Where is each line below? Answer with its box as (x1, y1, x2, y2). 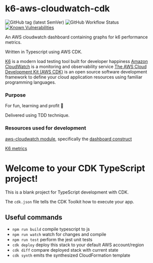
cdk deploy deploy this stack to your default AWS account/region (12, 242, 144, 248)
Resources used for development (5, 125, 86, 131)
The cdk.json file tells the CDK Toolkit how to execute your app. (5, 199, 134, 205)
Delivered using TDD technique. (5, 112, 70, 118)
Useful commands (5, 213, 62, 222)
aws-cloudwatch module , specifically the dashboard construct (5, 136, 132, 142)
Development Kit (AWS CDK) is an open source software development (5, 68, 148, 74)
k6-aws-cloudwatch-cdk (5, 3, 110, 14)
